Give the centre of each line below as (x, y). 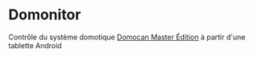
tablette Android (35, 45)
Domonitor (45, 15)
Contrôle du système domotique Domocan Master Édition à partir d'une (127, 37)
